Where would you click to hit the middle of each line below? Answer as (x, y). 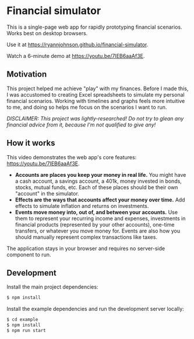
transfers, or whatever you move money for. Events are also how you (97, 231)
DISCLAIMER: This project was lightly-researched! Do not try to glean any (95, 118)
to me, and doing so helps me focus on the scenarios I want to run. (87, 107)
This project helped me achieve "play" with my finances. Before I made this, (98, 88)
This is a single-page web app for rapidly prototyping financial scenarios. (94, 27)
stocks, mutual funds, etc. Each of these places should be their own (96, 187)
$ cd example (22, 320)
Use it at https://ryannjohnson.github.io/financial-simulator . (77, 44)
